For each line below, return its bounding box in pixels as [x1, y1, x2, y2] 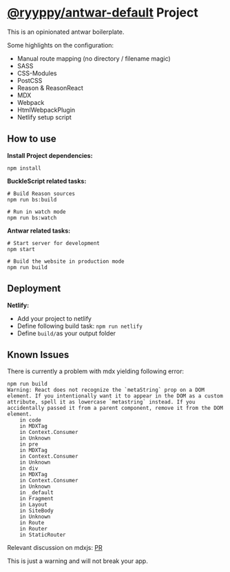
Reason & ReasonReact [17, 83, 84, 92]
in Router [19, 526, 48, 533]
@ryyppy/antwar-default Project [7, 5, 198, 21]
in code [19, 417, 41, 424]
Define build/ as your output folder [17, 329, 116, 337]
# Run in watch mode [7, 208, 67, 215]
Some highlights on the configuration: [7, 41, 114, 49]
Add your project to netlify [17, 314, 92, 322]
